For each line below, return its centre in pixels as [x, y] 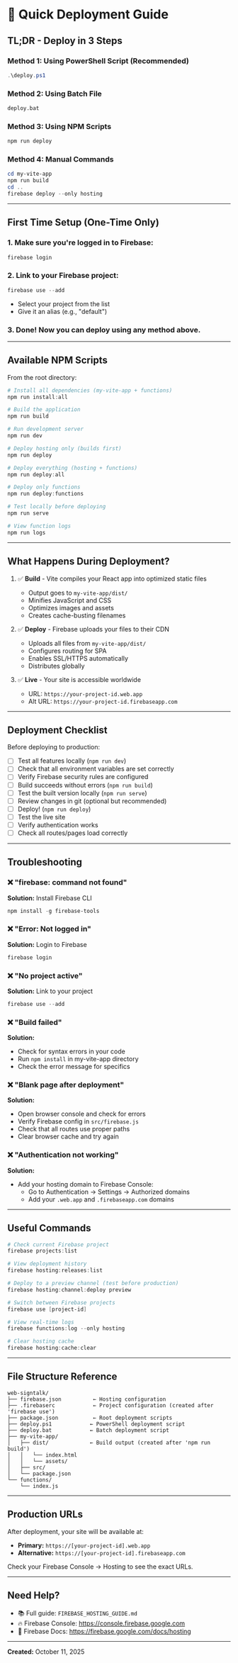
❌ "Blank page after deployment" [66, 1085]
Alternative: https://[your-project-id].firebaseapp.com [101, 1552]
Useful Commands [49, 1228]
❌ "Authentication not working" [63, 1155]
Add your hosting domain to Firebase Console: [85, 1184]
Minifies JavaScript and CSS [70, 600]
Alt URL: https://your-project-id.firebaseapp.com [103, 701]
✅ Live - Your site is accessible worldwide [79, 679]
